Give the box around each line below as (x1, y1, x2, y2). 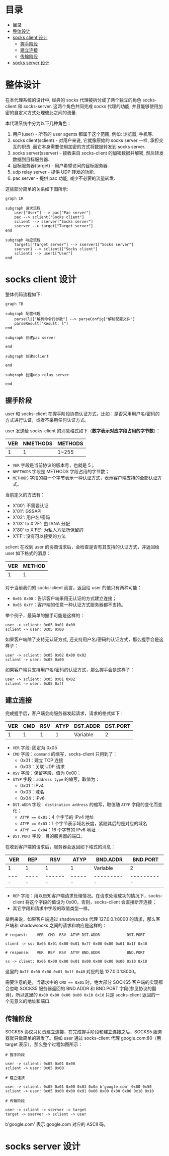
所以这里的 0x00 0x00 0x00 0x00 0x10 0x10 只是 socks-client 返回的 (16, 992, 156, 998)
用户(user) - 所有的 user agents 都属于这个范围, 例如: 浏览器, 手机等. (12, 131, 153, 137)
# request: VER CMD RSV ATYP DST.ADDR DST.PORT (5, 932, 145, 938)
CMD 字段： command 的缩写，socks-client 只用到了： (12, 751, 118, 757)
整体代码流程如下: (5, 291, 42, 297)
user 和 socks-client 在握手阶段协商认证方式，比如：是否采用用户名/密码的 (5, 411, 160, 417)
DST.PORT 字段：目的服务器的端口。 (12, 833, 86, 839)
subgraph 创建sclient (5, 354, 49, 359)
